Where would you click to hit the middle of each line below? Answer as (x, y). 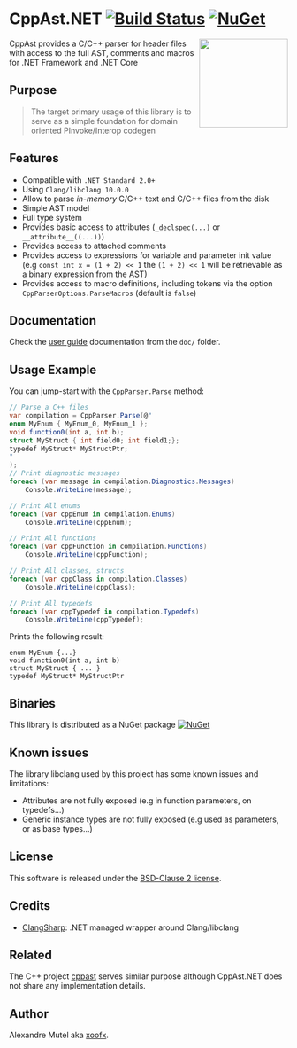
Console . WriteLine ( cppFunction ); (87, 555)
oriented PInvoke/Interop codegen (93, 130)
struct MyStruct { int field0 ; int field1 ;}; (94, 440)
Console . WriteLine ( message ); (79, 489)
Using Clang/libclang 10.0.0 (76, 189)
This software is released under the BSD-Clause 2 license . (115, 878)
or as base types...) (57, 828)
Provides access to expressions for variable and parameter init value (147, 255)
